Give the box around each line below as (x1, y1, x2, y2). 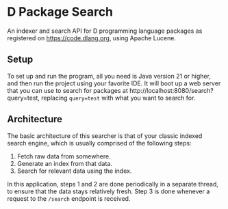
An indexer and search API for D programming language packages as (7, 27, 203, 35)
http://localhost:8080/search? (129, 86, 214, 94)
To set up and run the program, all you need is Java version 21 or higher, (7, 72, 211, 80)
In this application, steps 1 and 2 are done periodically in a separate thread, (7, 180, 219, 188)
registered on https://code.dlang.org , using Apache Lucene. (7, 33, 177, 42)
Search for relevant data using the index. (16, 167, 132, 175)
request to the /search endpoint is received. (7, 194, 131, 202)
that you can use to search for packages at (7, 86, 128, 94)
